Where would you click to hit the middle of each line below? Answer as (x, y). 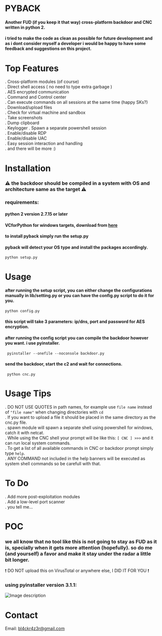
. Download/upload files (29, 108)
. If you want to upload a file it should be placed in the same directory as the (80, 417)
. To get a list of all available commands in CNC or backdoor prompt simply (79, 448)
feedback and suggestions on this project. (48, 48)
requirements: (22, 203)
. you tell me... (19, 507)
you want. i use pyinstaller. (33, 343)
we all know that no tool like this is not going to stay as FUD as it (81, 541)
